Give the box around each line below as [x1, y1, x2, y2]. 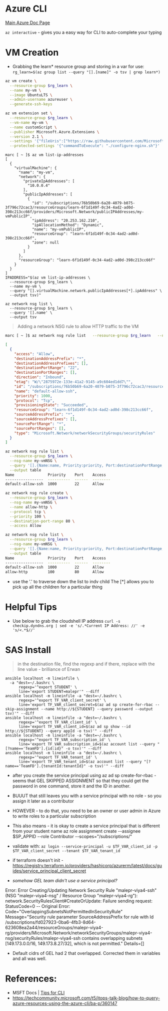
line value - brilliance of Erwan [17, 666, 80, 672]
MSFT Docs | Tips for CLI [12, 989, 65, 995]
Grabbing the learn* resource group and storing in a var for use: [12, 63, 144, 69]
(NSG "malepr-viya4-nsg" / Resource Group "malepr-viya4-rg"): [5, 893, 138, 898]
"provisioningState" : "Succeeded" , [14, 403, 88, 408]
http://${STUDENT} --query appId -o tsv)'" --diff [5, 728, 113, 733]
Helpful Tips [5, 602, 57, 613]
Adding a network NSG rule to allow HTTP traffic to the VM [17, 324, 139, 330]
